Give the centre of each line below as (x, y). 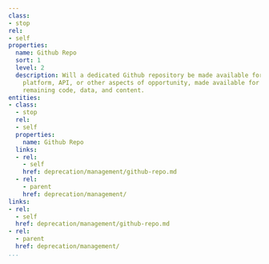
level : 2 (30, 68)
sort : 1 (28, 61)
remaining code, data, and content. (84, 90)
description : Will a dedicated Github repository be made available (132, 75)
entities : (25, 98)
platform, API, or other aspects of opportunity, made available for (141, 82)
